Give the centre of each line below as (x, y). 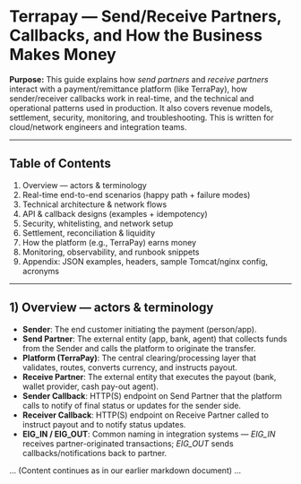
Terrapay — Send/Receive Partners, (146, 17)
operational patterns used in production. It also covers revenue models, (141, 108)
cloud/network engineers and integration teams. (98, 126)
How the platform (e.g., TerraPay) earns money (109, 242)
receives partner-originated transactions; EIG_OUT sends (128, 443)
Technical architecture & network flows (95, 204)
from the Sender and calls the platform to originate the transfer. (139, 348)
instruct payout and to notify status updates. (104, 424)
